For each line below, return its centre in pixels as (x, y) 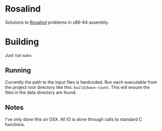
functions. (15, 124)
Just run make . (19, 55)
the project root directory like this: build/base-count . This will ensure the (77, 87)
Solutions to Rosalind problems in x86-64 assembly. (57, 22)
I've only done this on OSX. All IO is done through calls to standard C (73, 119)
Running (18, 70)
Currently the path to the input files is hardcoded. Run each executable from (81, 82)
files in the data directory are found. (41, 92)
